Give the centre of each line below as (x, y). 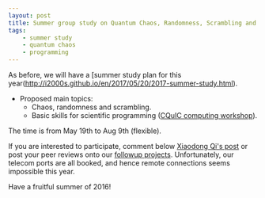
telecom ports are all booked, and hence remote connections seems (119, 163)
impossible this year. (42, 171)
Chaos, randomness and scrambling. (91, 107)
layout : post (30, 15)
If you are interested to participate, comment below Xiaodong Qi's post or (128, 146)
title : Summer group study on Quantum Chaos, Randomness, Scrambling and (132, 23)
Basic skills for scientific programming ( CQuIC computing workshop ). (144, 115)
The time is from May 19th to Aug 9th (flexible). (85, 131)
